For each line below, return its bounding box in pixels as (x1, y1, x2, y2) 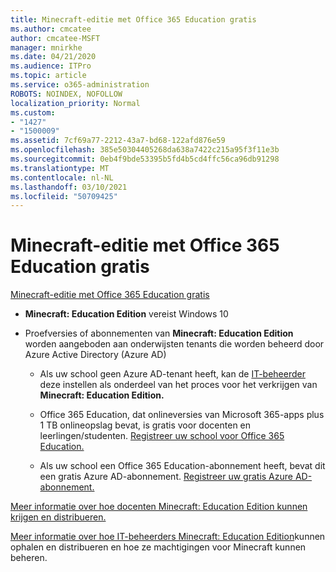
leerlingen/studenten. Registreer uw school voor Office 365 (39, 430, 285, 442)
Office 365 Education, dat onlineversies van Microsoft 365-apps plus (39, 409, 325, 421)
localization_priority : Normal (10, 98, 141, 108)
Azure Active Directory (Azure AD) (24, 349, 167, 361)
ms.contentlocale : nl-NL (10, 172, 114, 183)
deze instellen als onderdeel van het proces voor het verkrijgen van (39, 379, 318, 391)
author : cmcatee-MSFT (10, 33, 101, 43)
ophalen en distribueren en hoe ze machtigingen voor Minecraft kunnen (10, 541, 307, 553)
